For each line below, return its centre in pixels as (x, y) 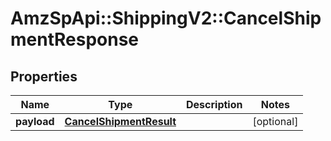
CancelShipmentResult (120, 121)
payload (35, 121)
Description (214, 104)
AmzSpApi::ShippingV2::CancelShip (166, 18)
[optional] (275, 121)
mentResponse (75, 39)
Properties (44, 76)
